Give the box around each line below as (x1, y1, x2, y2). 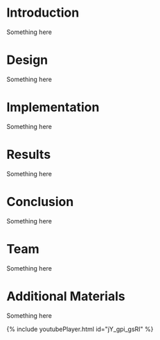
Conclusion (6, 194, 74, 210)
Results (6, 147, 51, 162)
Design (6, 52, 48, 68)
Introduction (6, 5, 80, 21)
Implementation (6, 99, 100, 115)
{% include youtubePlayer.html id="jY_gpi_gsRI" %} (6, 325, 154, 333)
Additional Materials (6, 288, 125, 304)
